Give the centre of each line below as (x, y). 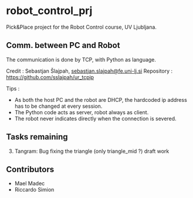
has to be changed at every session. (58, 106)
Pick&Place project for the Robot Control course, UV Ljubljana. (82, 27)
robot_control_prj (49, 11)
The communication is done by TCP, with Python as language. (81, 59)
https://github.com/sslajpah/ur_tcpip (50, 77)
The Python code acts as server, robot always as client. (82, 112)
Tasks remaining (37, 137)
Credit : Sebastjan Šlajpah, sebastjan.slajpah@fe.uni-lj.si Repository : (89, 71)
